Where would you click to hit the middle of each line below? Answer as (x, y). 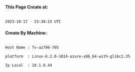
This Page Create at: (27, 7)
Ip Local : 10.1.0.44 (29, 66)
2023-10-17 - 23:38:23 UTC (33, 22)
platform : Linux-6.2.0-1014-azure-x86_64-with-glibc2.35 (68, 57)
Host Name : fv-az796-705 (32, 48)
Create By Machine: (26, 33)
